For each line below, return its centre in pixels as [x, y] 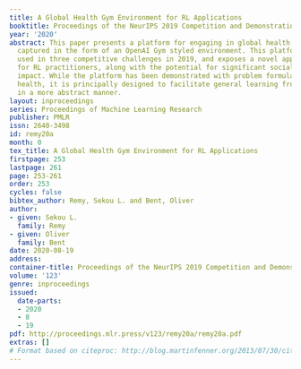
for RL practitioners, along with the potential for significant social [156, 68]
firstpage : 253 [38, 159]
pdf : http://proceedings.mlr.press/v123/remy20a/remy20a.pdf [126, 334]
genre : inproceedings [50, 284]
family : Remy [42, 226]
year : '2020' [34, 34]
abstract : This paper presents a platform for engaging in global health [150, 43]
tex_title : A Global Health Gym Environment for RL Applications [133, 150]
